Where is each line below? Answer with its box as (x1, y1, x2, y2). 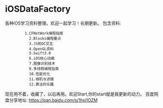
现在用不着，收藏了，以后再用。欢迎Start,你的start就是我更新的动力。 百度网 (5, 91, 159, 97)
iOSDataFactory (5, 3, 71, 15)
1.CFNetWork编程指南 (24, 31, 63, 36)
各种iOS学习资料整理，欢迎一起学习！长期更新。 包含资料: (5, 20, 122, 26)
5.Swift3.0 (29, 50, 51, 56)
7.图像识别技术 (29, 61, 55, 66)
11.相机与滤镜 (29, 77, 54, 82)
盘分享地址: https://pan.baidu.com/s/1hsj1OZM (5, 97, 98, 103)
